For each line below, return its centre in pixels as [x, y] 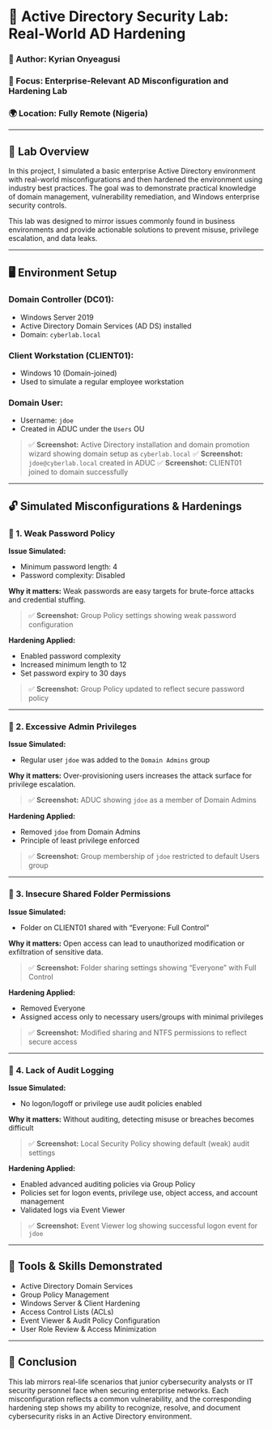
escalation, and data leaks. [53, 238]
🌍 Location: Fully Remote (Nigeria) [78, 113]
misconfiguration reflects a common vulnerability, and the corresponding [130, 1399]
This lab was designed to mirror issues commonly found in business [122, 221]
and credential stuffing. [47, 600]
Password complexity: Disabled [72, 576]
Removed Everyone [53, 1008]
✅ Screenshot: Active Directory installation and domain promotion [139, 444]
